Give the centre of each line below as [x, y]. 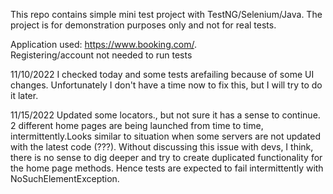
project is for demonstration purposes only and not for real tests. [143, 25]
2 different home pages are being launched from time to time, [137, 125]
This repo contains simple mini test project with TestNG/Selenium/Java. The [166, 14]
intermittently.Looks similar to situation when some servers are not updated [165, 136]
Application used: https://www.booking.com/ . [103, 44]
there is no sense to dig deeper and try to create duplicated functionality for [166, 157]
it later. [24, 95]
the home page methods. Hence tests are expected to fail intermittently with [167, 168]
